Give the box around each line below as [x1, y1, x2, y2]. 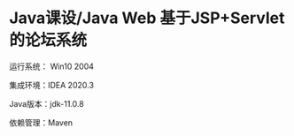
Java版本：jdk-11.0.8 [9, 98, 84, 109]
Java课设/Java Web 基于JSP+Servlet [9, 8, 285, 28]
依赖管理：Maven [9, 117, 73, 128]
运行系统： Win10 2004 [9, 61, 95, 72]
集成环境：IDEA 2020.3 [9, 79, 95, 90]
